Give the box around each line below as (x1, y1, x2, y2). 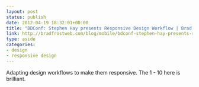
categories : (6, 42, 36, 48)
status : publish (6, 14, 46, 20)
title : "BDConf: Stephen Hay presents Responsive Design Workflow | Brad (6, 25, 192, 31)
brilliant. (6, 75, 26, 82)
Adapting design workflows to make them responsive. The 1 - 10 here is (6, 69, 181, 76)
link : (6, 31, 20, 37)
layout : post (6, 8, 38, 15)
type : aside (6, 36, 36, 42)
